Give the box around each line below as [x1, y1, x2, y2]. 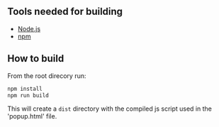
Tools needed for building [7, 6, 123, 18]
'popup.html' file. [7, 112, 57, 121]
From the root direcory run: [7, 71, 86, 80]
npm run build [7, 92, 50, 99]
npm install [7, 85, 43, 92]
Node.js [17, 24, 41, 33]
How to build [7, 53, 64, 65]
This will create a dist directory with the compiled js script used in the [7, 104, 213, 113]
